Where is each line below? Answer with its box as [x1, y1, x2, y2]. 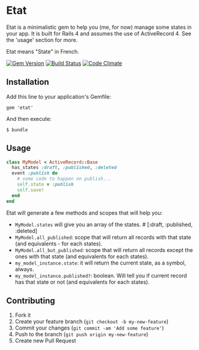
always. [14, 265, 34, 272]
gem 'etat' [6, 105, 34, 111]
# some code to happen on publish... [17, 176, 112, 182]
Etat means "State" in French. [6, 48, 79, 55]
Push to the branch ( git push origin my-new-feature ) [14, 331, 148, 338]
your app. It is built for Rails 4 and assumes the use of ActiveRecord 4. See [6, 29, 191, 37]
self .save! [17, 187, 44, 193]
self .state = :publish [17, 182, 74, 188]
